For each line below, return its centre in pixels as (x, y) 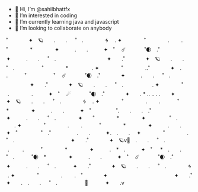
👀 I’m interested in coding (46, 15)
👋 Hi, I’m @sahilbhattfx (42, 9)
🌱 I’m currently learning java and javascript (67, 22)
